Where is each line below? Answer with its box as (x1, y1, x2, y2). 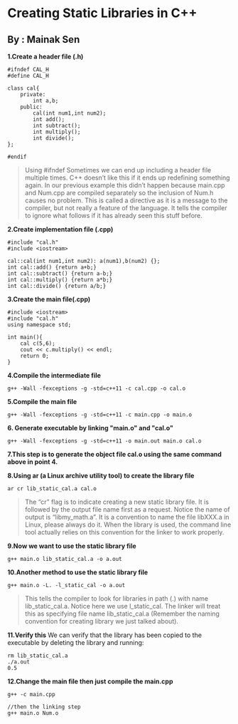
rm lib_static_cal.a (7, 652, 69, 659)
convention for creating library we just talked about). (24, 617, 179, 625)
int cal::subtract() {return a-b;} (7, 270, 113, 277)
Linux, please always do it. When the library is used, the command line (24, 520, 232, 529)
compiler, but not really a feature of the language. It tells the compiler (24, 204, 227, 212)
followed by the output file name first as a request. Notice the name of (24, 505, 230, 514)
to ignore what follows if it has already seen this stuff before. (24, 212, 202, 219)
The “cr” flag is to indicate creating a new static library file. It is (24, 497, 210, 506)
